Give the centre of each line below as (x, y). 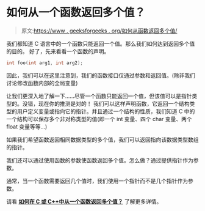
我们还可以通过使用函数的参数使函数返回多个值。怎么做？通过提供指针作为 (100, 160)
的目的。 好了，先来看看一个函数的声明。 (58, 51)
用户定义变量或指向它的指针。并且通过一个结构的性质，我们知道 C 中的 (106, 111)
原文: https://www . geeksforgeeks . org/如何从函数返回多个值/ (99, 31)
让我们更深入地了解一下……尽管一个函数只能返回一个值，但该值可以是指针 (99, 96)
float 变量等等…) (27, 127)
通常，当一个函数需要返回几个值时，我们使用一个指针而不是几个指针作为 (97, 180)
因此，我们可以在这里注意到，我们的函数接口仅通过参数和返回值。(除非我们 (101, 75)
